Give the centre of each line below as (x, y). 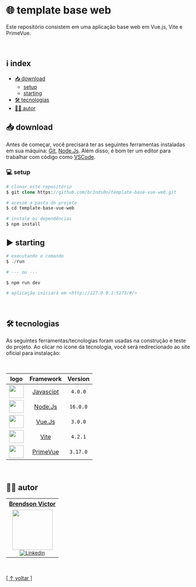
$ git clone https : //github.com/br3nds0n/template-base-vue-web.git (91, 192)
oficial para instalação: (33, 353)
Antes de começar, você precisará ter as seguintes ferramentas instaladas (96, 144)
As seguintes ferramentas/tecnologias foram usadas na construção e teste (96, 341)
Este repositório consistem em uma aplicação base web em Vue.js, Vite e (94, 26)
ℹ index (18, 64)
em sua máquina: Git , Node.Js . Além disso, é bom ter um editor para (88, 151)
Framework (46, 379)
